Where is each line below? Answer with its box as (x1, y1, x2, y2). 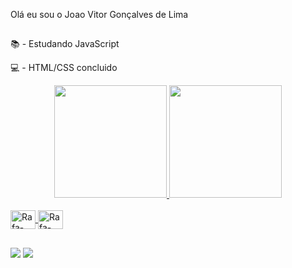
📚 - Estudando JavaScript (10, 38, 120, 50)
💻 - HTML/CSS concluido (10, 62, 118, 74)
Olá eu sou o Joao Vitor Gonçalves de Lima (10, 9, 189, 20)
